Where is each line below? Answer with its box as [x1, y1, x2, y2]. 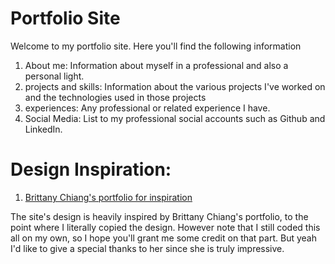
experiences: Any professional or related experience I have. [24, 102, 271, 114]
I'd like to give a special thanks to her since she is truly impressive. [10, 242, 285, 254]
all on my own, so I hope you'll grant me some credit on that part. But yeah [10, 232, 317, 244]
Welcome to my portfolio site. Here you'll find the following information [10, 40, 302, 52]
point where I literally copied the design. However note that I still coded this [10, 221, 321, 233]
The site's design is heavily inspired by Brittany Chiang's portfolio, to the [10, 210, 309, 222]
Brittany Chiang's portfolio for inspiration [24, 191, 193, 203]
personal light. [24, 70, 85, 82]
